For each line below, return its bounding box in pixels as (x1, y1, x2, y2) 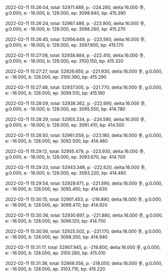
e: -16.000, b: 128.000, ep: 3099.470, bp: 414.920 (5, 202, 108, 208)
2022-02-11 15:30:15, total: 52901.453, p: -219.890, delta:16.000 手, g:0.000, (5, 196, 162, 202)
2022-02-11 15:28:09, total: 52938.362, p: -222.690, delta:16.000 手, (5, 100, 146, 106)
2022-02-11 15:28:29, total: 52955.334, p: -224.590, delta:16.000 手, (5, 116, 146, 122)
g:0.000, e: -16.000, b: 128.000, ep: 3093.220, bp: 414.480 (5, 170, 126, 176)
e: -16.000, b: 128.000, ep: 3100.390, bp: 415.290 (5, 74, 107, 80)
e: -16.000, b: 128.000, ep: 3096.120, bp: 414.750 (5, 218, 106, 224)
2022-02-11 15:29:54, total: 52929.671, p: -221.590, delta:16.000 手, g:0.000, (5, 180, 163, 186)
